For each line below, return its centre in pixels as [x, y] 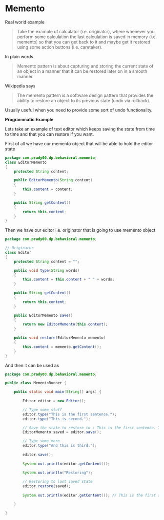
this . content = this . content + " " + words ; [69, 280]
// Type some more [41, 441]
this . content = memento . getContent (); [62, 347]
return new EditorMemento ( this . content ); [65, 325]
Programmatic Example [29, 119]
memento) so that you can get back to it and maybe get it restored [83, 42]
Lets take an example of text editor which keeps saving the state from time [80, 129]
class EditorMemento [26, 162]
